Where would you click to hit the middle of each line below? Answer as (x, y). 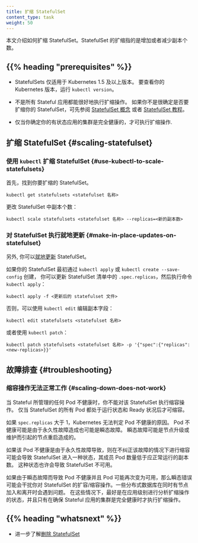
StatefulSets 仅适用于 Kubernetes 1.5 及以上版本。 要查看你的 (90, 82)
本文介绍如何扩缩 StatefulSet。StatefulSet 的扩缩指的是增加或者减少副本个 (97, 40)
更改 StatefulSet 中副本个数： (42, 206)
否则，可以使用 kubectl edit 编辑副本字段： (60, 308)
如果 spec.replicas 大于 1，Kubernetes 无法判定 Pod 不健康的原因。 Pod (95, 422)
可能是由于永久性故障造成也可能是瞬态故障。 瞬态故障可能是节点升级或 (103, 429)
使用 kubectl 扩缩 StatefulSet (48, 161)
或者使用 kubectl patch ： (37, 332)
